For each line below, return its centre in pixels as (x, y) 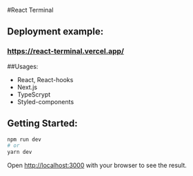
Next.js (27, 87)
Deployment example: (55, 31)
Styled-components (45, 101)
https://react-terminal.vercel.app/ (65, 51)
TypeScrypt (34, 94)
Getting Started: (42, 124)
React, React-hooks (45, 79)
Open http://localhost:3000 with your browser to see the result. (97, 166)
